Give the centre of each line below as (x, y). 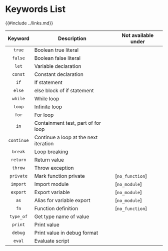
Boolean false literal (57, 58)
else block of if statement (64, 90)
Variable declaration (58, 66)
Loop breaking (51, 152)
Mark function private (59, 176)
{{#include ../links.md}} (29, 23)
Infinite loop (48, 107)
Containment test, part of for (68, 123)
